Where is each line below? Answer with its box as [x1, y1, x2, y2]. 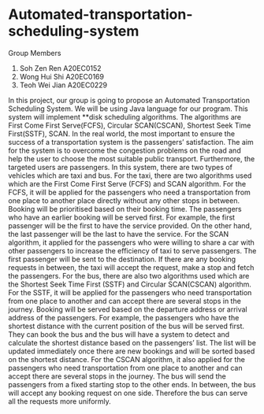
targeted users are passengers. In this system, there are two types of [8, 162, 232, 172]
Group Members [8, 48, 61, 57]
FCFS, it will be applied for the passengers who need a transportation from [8, 187, 251, 197]
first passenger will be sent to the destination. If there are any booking [8, 254, 236, 264]
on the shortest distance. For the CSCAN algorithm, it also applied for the [8, 354, 246, 364]
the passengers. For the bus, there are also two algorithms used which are [8, 271, 250, 280]
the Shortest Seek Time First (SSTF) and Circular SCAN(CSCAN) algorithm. [8, 279, 252, 289]
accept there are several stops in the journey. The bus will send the [8, 371, 226, 381]
